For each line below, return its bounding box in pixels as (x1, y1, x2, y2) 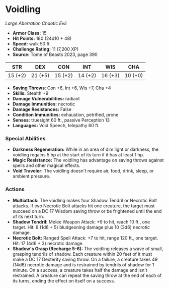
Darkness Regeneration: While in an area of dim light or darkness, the (12, 146, 159, 152)
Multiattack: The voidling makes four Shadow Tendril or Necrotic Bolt (12, 197, 157, 203)
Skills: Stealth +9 (12, 90, 49, 96)
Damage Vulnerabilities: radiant (12, 95, 80, 101)
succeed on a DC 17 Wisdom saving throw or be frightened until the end (12, 208, 162, 214)
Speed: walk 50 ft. (12, 40, 51, 46)
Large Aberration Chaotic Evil (5, 20, 67, 26)
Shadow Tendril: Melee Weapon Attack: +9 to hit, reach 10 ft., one (12, 218, 150, 225)
